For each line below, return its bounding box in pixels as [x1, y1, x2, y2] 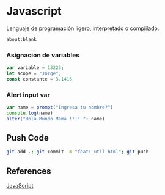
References [6, 166, 51, 176]
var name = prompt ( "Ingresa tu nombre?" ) [6, 105, 114, 111]
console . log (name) [6, 110, 53, 116]
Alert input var [6, 90, 51, 99]
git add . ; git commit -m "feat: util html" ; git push [6, 149, 149, 155]
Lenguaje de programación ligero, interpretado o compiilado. [6, 24, 159, 32]
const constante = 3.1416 [6, 76, 72, 82]
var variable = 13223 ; [6, 65, 64, 71]
